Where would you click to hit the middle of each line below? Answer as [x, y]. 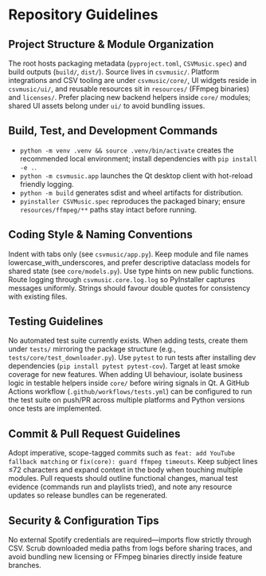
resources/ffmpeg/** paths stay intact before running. [108, 209]
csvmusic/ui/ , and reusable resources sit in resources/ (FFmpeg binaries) [129, 89]
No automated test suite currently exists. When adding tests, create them [128, 340]
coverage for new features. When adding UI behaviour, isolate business [125, 375]
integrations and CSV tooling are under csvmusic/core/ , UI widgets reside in [133, 80]
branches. [25, 566]
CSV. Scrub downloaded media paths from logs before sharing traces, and [130, 548]
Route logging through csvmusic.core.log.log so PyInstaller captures [122, 279]
